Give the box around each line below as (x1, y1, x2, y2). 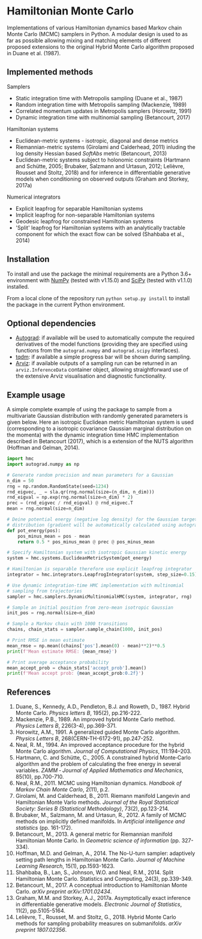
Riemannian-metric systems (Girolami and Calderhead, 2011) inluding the (15, 143, 196, 151)
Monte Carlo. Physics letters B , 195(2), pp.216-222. (15, 710, 142, 717)
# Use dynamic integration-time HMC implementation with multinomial (7, 582, 185, 588)
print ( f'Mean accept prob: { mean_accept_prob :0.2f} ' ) (7, 671, 144, 677)
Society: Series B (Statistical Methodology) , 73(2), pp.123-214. (15, 805, 170, 812)
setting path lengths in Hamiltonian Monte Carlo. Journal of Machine (15, 856, 185, 863)
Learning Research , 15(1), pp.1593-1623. (15, 863, 115, 870)
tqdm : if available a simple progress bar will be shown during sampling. (15, 353, 191, 361)
